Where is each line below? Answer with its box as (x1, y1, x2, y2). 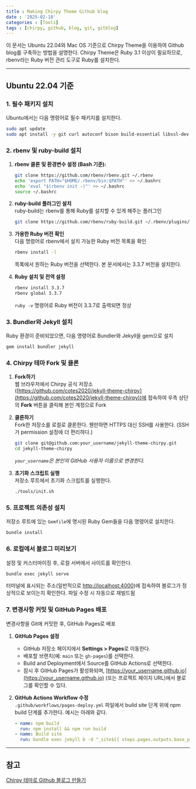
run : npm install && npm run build (20, 726, 107, 732)
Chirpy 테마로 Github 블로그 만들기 (6, 777, 86, 784)
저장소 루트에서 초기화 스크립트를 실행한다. (14, 477, 112, 484)
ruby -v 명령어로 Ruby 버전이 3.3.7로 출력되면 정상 (14, 301, 132, 308)
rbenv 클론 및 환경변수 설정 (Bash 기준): (14, 161, 107, 168)
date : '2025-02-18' (6, 14, 57, 20)
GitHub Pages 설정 (14, 632, 60, 640)
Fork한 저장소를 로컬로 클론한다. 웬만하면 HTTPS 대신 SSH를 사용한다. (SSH (14, 421, 190, 428)
